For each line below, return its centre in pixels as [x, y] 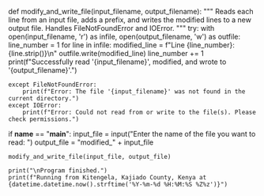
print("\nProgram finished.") [58, 171]
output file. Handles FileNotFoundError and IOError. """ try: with [111, 28]
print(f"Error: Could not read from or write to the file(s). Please [140, 112]
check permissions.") [44, 119]
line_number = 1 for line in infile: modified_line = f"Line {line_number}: [121, 45]
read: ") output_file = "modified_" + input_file [81, 142]
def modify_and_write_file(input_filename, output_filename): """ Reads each [131, 11]
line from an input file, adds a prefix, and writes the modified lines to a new [130, 20]
